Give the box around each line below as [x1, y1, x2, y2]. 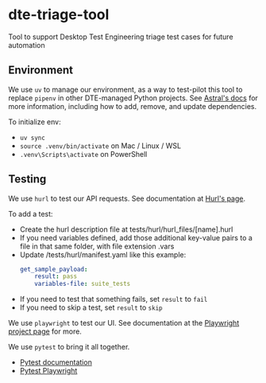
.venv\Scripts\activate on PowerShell [19, 149, 148, 158]
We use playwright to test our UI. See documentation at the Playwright [8, 319, 240, 328]
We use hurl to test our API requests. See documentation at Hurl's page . [8, 193, 246, 203]
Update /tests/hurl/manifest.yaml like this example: [19, 249, 187, 260]
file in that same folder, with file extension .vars [19, 241, 175, 251]
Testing [8, 173, 47, 186]
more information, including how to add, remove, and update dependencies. [8, 101, 257, 111]
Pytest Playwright [19, 366, 78, 376]
